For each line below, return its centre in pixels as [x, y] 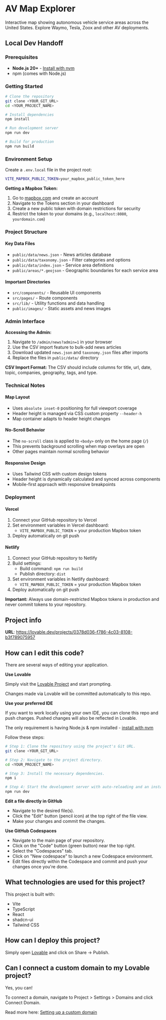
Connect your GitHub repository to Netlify [55, 558]
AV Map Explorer [40, 9]
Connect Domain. [23, 1002]
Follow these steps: [25, 737]
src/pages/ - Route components [45, 298]
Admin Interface [25, 322]
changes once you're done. [40, 867]
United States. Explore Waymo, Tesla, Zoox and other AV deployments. [77, 27]
